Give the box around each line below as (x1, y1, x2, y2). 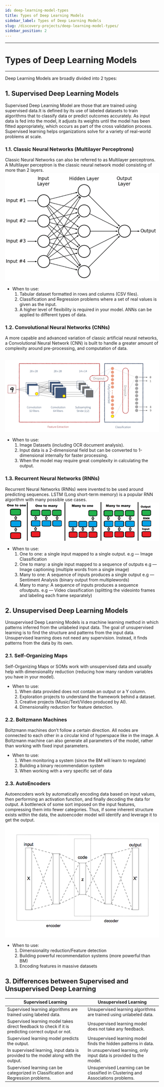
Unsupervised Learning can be (87, 1065, 150, 1070)
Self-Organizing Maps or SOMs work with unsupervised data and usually (5, 663, 152, 669)
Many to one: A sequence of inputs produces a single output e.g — (19, 572, 155, 577)
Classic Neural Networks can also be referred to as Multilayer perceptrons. (5, 157, 156, 163)
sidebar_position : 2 (5, 28, 47, 34)
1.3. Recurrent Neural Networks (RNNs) (5, 475, 100, 482)
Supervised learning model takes (7, 1018, 73, 1024)
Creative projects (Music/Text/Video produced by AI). (19, 698, 127, 705)
